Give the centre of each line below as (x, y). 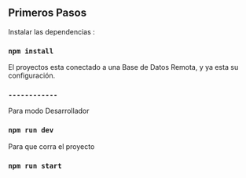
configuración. (32, 76)
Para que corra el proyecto (51, 146)
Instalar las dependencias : (52, 31)
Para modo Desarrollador (49, 111)
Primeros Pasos (48, 13)
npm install (31, 51)
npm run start (35, 165)
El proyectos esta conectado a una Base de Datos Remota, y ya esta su (123, 67)
